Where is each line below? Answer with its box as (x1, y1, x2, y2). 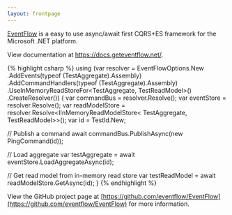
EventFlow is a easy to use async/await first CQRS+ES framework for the (7, 29, 217, 38)
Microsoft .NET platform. (7, 36, 78, 45)
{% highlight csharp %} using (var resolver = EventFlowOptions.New (7, 64, 204, 72)
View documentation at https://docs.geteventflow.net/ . (7, 50, 164, 59)
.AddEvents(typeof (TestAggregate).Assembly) (7, 71, 142, 80)
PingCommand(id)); (7, 137, 64, 145)
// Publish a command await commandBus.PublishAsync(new (7, 129, 183, 138)
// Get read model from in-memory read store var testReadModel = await (7, 171, 216, 179)
